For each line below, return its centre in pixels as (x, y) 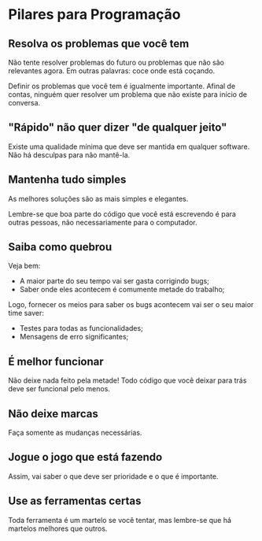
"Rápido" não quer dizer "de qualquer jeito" (118, 128)
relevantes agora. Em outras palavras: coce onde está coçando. (112, 71)
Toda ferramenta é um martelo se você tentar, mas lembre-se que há (120, 520)
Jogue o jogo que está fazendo (85, 457)
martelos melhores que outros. (58, 528)
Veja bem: (24, 266)
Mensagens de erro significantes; (74, 337)
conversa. (24, 103)
